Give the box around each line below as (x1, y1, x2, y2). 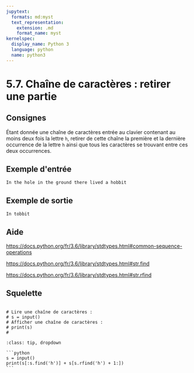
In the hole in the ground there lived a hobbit (6, 180, 127, 186)
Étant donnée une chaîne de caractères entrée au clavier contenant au (6, 128, 176, 135)
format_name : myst (16, 30, 61, 36)
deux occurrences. (6, 147, 51, 154)
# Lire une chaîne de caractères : (6, 309, 93, 315)
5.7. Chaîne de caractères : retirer (6, 77, 171, 91)
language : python (11, 47, 54, 53)
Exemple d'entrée (6, 165, 72, 174)
